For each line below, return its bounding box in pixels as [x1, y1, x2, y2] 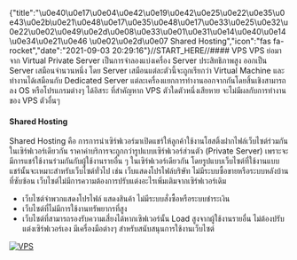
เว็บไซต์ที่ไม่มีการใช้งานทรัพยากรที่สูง [21, 203, 128, 214]
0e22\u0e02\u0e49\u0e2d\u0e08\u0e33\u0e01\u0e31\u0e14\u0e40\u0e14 [9, 27, 286, 36]
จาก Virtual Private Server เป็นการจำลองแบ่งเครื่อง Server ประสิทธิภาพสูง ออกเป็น [9, 55, 268, 66]
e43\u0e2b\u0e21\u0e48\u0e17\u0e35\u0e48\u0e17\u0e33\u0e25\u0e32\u [9, 17, 288, 28]
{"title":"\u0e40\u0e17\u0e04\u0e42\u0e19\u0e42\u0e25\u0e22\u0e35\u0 [9, 8, 285, 18]
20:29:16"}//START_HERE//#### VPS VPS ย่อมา [112, 45, 282, 56]
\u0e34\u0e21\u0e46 [9, 35, 88, 46]
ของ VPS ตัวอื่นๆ [9, 95, 60, 106]
